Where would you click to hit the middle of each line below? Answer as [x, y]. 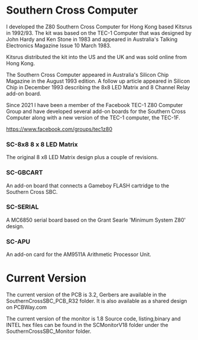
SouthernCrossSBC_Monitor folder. [49, 331]
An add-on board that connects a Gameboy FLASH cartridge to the [88, 185]
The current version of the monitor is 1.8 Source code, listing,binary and [94, 319]
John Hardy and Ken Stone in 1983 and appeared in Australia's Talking [92, 39]
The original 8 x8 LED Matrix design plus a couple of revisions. [82, 157]
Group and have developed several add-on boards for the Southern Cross [96, 111]
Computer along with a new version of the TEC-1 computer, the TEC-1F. [93, 117]
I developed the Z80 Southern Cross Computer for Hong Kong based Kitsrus [99, 27]
